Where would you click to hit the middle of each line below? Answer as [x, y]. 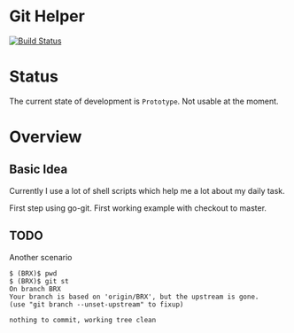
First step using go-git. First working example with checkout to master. [138, 208]
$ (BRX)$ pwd [33, 273]
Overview [46, 137]
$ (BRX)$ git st [39, 281]
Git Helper [47, 16]
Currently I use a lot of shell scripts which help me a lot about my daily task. [147, 190]
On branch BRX [35, 289]
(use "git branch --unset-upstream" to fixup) [97, 304]
